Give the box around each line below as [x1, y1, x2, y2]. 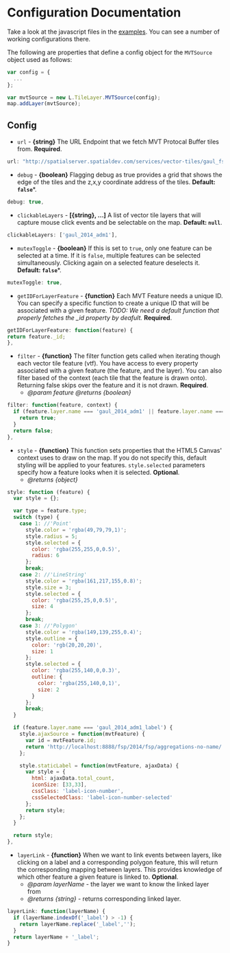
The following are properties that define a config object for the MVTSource [7, 48, 213, 56]
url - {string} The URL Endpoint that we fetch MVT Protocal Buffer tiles [16, 137, 219, 146]
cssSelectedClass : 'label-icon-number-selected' [31, 794, 173, 801]
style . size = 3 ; [25, 584, 72, 591]
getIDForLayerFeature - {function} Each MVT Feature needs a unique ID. [16, 291, 223, 300]
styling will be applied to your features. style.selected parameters [16, 460, 205, 469]
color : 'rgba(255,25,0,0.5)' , [31, 596, 118, 604]
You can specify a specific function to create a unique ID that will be [16, 299, 210, 307]
